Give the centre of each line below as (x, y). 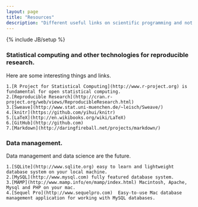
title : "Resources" (30, 17)
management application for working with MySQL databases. (81, 198)
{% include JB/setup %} (36, 40)
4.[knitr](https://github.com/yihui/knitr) (61, 112)
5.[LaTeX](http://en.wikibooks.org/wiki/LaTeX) (66, 117)
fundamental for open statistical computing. (63, 92)
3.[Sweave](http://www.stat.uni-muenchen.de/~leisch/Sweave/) (85, 107)
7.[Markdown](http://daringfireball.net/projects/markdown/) (84, 128)
